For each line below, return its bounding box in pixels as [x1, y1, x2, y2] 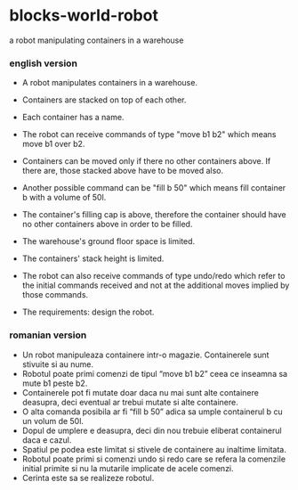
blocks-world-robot [9, 5, 158, 26]
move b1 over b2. [21, 139, 85, 150]
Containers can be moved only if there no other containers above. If [21, 156, 271, 167]
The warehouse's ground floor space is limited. [21, 236, 196, 247]
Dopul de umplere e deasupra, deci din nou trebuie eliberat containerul [21, 425, 282, 436]
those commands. [21, 290, 89, 300]
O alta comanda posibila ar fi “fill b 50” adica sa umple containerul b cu [21, 406, 283, 417]
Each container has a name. [21, 112, 125, 123]
